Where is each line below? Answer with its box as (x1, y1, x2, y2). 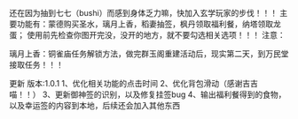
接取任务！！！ (9, 60, 64, 70)
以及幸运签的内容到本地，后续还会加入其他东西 (9, 100, 180, 110)
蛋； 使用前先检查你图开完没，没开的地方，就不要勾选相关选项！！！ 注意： (9, 30, 286, 40)
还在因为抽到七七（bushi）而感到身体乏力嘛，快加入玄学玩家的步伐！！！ (9, 8, 278, 18)
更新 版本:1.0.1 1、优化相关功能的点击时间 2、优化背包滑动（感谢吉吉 (9, 78, 259, 88)
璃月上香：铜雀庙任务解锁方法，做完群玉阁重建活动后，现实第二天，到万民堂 (9, 48, 289, 59)
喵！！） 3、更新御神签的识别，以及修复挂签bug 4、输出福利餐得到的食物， (9, 89, 286, 100)
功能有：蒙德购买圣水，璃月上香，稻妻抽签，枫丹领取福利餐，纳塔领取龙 (16, 19, 281, 29)
